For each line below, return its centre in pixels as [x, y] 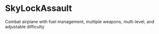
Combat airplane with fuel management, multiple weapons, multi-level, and [80, 22]
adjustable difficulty [25, 26]
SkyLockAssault [39, 8]
